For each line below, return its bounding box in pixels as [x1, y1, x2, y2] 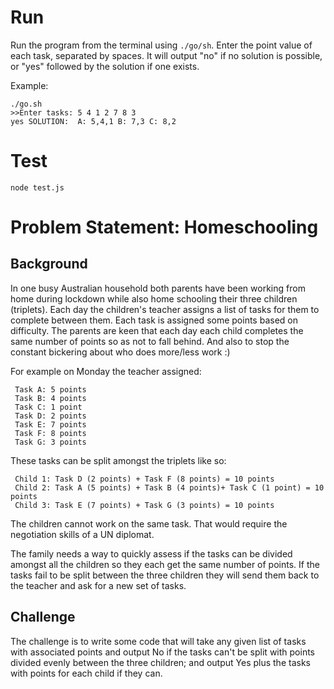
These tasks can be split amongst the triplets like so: [10, 454, 227, 466]
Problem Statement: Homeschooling [10, 216, 319, 239]
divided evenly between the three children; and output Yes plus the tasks [10, 656, 311, 668]
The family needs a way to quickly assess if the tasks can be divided [10, 547, 293, 560]
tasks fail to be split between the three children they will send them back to [10, 569, 320, 581]
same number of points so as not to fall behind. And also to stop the [10, 335, 290, 347]
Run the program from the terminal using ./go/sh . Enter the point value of [10, 39, 313, 51]
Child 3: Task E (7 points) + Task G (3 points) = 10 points [14, 500, 275, 510]
